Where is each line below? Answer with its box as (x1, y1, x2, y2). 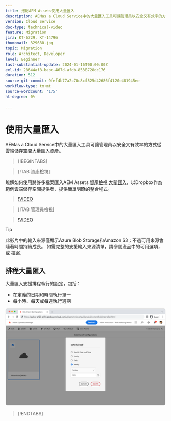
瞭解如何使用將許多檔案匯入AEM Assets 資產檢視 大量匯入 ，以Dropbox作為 (5, 179, 163, 186)
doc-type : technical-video (5, 24, 63, 30)
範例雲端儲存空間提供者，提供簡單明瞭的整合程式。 (5, 186, 112, 192)
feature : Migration (5, 30, 47, 35)
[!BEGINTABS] (17, 158, 48, 164)
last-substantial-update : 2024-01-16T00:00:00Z (5, 62, 108, 67)
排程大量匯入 (5, 266, 46, 275)
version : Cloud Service (5, 19, 56, 24)
